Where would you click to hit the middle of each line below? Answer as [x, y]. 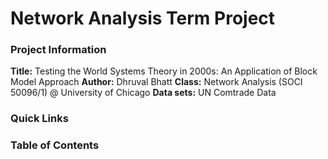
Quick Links [39, 119]
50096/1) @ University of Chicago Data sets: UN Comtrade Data [143, 93]
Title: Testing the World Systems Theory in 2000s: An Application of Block [164, 71]
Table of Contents [55, 145]
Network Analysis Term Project [143, 18]
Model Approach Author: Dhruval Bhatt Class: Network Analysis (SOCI [156, 82]
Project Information [58, 50]
